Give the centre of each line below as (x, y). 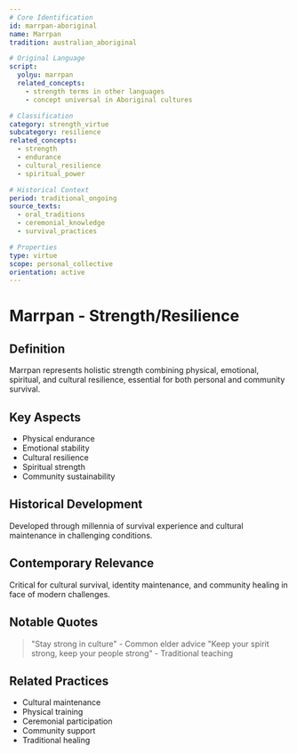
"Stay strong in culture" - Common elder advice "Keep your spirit (150, 644)
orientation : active (48, 272)
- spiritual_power (52, 174)
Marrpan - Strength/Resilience (124, 316)
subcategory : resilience (55, 133)
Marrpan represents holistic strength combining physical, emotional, (134, 370)
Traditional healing (56, 741)
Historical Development (76, 504)
